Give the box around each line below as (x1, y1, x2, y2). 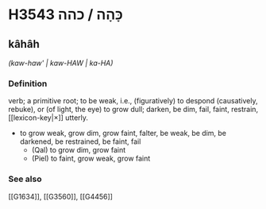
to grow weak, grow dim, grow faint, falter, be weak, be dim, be (19, 129, 226, 138)
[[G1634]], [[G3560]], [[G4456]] (8, 192, 114, 201)
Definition (8, 78, 48, 89)
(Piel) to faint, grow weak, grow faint (31, 153, 151, 164)
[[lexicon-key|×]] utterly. (8, 113, 89, 122)
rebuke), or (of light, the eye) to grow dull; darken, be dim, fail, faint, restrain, (8, 105, 259, 114)
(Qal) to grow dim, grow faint (31, 145, 126, 155)
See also (8, 173, 42, 184)
